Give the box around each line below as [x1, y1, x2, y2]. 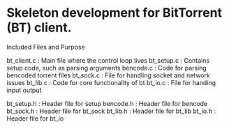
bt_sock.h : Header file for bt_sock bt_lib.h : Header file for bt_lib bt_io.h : [6, 107, 216, 115]
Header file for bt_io [6, 114, 64, 123]
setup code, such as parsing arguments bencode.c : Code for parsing [6, 63, 207, 72]
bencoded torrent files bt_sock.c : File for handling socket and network [6, 71, 210, 79]
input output [6, 86, 42, 94]
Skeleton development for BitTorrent [6, 5, 223, 21]
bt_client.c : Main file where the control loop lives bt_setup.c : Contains [6, 56, 210, 64]
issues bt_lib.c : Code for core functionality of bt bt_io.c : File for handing [6, 78, 216, 86]
